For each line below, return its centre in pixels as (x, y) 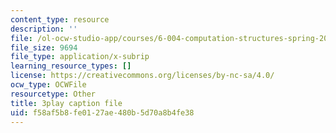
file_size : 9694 (44, 47)
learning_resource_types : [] (71, 66)
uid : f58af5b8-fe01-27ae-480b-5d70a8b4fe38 (102, 112)
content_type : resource (60, 19)
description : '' (44, 29)
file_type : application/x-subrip (80, 57)
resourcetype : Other (53, 94)
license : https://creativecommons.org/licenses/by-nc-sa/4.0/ (142, 76)
